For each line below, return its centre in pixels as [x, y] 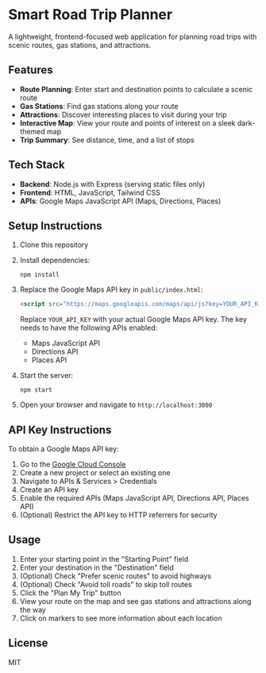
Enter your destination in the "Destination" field [97, 567]
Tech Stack [37, 165]
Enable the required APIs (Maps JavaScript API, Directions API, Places [134, 498]
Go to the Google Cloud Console [73, 464]
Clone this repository [54, 245]
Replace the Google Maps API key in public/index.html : [112, 290]
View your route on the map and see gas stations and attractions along [135, 601]
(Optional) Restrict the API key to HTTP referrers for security [118, 515]
